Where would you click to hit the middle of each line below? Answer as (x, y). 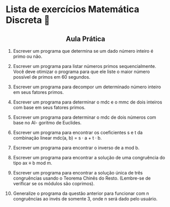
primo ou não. (28, 56)
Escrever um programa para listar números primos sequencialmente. (84, 66)
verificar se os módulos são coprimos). (54, 183)
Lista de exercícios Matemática (73, 9)
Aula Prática (86, 39)
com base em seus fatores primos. (49, 107)
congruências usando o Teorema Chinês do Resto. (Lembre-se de (82, 178)
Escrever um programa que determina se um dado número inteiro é (83, 51)
